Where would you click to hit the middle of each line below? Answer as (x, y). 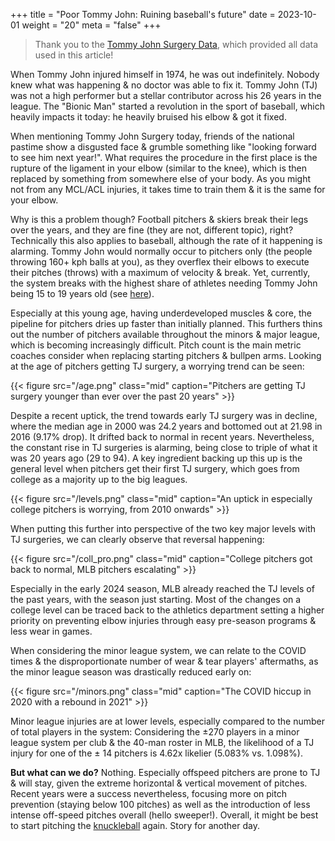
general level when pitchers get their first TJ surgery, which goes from (155, 468)
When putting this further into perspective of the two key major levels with (163, 528)
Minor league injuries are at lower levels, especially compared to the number (167, 721)
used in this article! (74, 55)
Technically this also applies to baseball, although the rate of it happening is (166, 240)
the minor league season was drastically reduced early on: (131, 672)
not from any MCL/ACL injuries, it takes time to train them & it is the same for (168, 189)
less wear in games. (51, 631)
